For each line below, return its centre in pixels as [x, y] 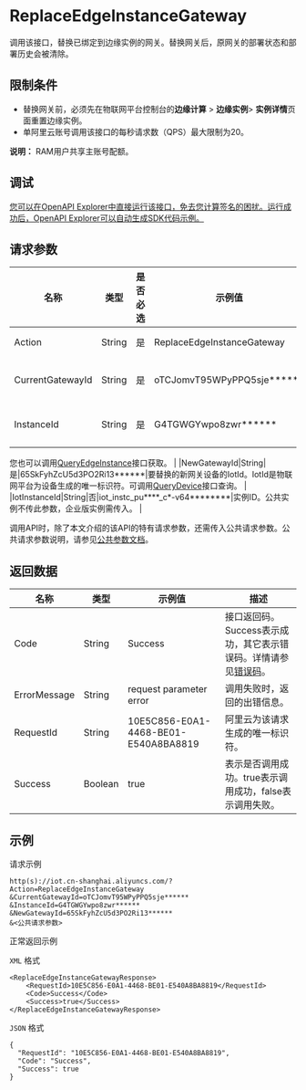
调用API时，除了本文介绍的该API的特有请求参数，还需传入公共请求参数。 [146, 528]
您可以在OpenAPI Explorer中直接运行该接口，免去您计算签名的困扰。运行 [147, 206]
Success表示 [252, 631]
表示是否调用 [252, 764]
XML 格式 [25, 960]
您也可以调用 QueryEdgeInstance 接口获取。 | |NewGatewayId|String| [138, 463]
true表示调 [265, 778]
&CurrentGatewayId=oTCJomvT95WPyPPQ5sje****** [99, 897]
